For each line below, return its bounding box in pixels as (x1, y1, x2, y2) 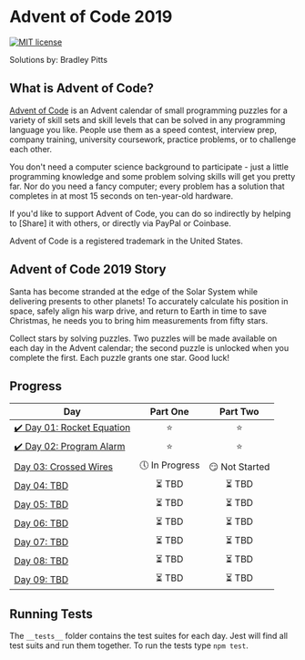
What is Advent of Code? (9, 80, 155, 97)
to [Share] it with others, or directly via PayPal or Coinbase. (9, 217, 232, 229)
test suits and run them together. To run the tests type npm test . (9, 640, 249, 651)
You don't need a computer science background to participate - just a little (9, 161, 290, 172)
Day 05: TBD (14, 498, 69, 510)
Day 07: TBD (14, 535, 69, 548)
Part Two (219, 406, 259, 418)
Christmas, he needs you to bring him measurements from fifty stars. (9, 315, 269, 325)
